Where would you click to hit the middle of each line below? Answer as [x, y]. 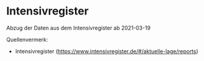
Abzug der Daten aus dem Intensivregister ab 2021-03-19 [79, 28]
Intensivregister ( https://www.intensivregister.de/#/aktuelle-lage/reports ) [107, 51]
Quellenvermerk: [27, 39]
